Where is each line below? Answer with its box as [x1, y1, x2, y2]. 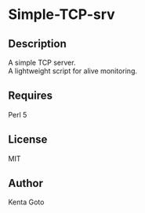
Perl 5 [8, 110, 27, 119]
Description [8, 37, 67, 50]
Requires [8, 89, 53, 103]
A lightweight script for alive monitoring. [8, 66, 137, 76]
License [8, 133, 48, 147]
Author [8, 177, 43, 190]
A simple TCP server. [8, 58, 76, 67]
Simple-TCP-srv [8, 6, 115, 24]
